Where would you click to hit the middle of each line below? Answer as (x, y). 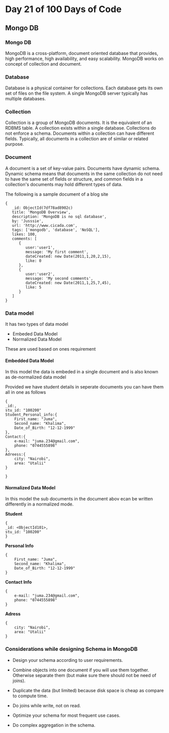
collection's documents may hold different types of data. (64, 184)
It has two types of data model (37, 324)
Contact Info (19, 582)
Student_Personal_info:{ (31, 415)
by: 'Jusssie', (28, 221)
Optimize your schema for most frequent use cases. (66, 715)
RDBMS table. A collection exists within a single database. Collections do (81, 128)
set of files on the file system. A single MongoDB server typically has (77, 93)
